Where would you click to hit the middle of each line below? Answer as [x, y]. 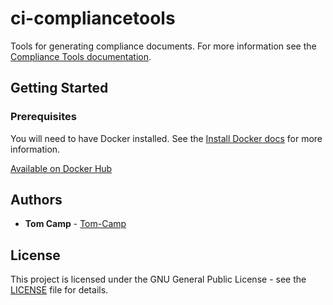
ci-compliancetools [93, 18]
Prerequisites [43, 117]
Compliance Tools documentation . [81, 56]
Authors [36, 200]
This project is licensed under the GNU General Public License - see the [158, 279]
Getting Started [59, 88]
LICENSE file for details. [59, 290]
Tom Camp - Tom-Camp [75, 224]
